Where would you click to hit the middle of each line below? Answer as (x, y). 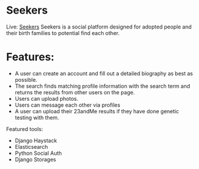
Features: (30, 57)
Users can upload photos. (46, 98)
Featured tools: (25, 129)
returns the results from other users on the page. (75, 92)
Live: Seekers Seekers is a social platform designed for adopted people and (99, 27)
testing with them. (37, 117)
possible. (26, 79)
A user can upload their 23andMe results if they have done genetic (97, 111)
